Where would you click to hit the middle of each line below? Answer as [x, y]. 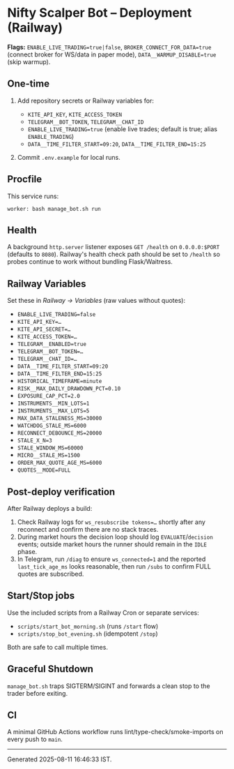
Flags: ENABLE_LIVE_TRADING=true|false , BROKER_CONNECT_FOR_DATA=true [109, 47]
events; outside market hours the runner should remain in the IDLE [112, 544]
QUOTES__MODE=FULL [44, 470]
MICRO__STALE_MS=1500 [48, 456]
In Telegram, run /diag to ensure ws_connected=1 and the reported [111, 559]
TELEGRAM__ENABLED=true [52, 344]
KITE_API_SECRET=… [44, 329]
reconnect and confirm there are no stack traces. [88, 529]
